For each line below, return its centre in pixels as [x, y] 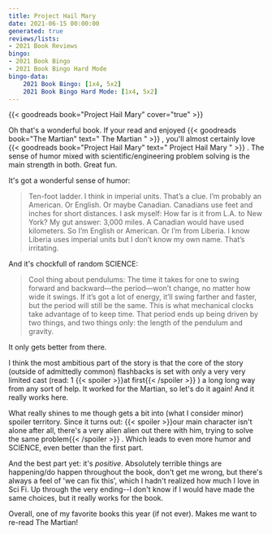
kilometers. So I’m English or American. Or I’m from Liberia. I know [139, 231]
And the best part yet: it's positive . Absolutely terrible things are [115, 463]
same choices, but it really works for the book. [86, 498]
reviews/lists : [34, 39]
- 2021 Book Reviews [43, 46]
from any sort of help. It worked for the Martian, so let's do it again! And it [131, 389]
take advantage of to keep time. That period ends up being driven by [143, 315]
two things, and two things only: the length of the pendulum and [136, 323]
